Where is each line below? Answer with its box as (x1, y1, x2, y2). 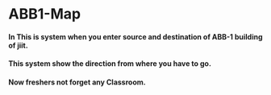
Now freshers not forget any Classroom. (8, 77, 147, 87)
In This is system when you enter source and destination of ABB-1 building (8, 31, 263, 41)
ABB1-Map (8, 5, 81, 23)
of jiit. (8, 40, 28, 50)
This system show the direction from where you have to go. (8, 59, 212, 68)
